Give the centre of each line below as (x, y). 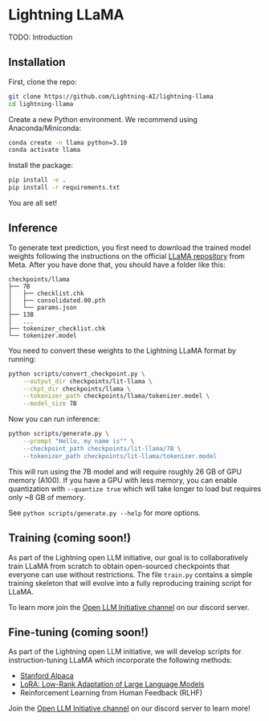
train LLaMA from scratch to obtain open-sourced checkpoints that (119, 566)
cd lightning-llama (41, 104)
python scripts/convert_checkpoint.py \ (77, 374)
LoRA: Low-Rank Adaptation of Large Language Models (112, 684)
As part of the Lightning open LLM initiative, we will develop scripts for (125, 652)
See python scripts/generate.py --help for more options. (104, 513)
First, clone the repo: (43, 81)
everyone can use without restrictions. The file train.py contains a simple (130, 574)
